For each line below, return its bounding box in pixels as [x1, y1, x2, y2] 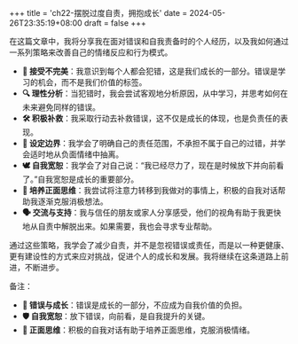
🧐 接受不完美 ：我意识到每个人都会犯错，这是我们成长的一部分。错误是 [21, 66, 278, 76]
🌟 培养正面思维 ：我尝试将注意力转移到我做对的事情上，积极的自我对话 [21, 185, 278, 195]
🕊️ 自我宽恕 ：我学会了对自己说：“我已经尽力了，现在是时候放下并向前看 [21, 160, 285, 170]
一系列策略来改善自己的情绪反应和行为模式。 [9, 47, 173, 58]
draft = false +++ [83, 18, 146, 28]
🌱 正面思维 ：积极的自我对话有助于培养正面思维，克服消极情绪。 [21, 324, 255, 335]
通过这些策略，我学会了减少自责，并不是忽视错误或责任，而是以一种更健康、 [9, 240, 289, 250]
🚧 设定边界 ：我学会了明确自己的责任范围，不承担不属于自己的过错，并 [21, 138, 278, 148]
